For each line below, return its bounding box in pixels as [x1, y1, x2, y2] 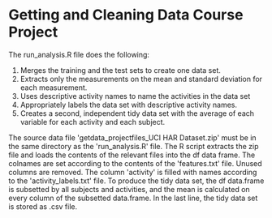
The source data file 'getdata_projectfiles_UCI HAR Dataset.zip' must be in [8, 132, 257, 143]
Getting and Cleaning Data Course [8, 6, 244, 24]
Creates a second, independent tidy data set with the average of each [19, 108, 254, 118]
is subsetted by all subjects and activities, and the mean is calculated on [8, 184, 250, 194]
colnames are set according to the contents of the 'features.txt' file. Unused [8, 158, 262, 168]
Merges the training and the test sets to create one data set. [19, 65, 221, 75]
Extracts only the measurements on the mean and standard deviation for [19, 74, 262, 83]
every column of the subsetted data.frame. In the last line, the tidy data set [8, 193, 258, 203]
